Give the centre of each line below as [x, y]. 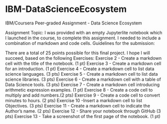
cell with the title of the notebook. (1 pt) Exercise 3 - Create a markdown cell [83, 63]
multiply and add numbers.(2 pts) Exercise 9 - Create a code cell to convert [83, 95]
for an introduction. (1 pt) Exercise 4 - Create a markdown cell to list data [80, 69]
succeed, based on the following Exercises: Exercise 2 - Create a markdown [83, 58]
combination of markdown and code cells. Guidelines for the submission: [80, 43]
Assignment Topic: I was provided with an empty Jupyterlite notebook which [84, 32]
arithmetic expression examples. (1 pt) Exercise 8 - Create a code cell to [79, 90]
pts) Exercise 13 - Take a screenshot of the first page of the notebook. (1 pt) [83, 116]
